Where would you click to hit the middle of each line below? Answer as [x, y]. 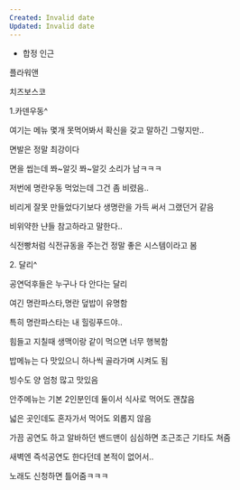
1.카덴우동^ [28, 110]
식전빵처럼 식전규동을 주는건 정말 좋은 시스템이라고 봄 [103, 245]
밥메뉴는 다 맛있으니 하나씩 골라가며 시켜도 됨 [89, 360]
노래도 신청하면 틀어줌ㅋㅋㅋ [59, 476]
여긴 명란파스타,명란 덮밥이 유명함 [69, 303]
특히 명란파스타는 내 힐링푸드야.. [66, 322]
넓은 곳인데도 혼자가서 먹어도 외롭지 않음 [80, 418]
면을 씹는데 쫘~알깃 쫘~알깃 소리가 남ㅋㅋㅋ [86, 168]
